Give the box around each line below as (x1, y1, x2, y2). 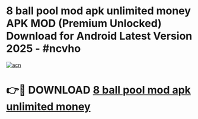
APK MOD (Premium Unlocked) (6, 17, 162, 30)
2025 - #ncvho (6, 42, 81, 56)
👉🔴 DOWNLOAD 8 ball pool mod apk (6, 83, 191, 97)
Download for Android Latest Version (6, 30, 193, 43)
